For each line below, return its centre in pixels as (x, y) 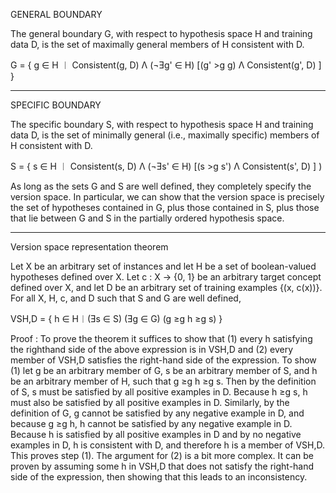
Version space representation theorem (89, 247)
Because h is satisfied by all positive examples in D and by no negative (156, 434)
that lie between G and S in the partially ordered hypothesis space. (147, 218)
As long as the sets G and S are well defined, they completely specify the (161, 186)
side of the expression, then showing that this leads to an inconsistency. (159, 477)
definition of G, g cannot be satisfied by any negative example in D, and (157, 413)
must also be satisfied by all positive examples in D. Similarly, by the (150, 402)
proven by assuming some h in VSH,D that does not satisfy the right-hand (162, 466)
